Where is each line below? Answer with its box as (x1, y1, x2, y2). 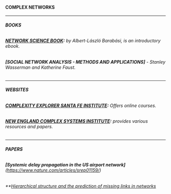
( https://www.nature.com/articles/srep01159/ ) (5, 167, 101, 173)
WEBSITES (5, 87, 29, 93)
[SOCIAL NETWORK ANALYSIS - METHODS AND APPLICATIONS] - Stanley (5, 59, 166, 65)
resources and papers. (5, 124, 53, 130)
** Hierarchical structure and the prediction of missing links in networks (5, 183, 156, 189)
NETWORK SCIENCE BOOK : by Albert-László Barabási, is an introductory (5, 38, 161, 44)
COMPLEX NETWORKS (5, 4, 55, 10)
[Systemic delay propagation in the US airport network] (5, 162, 126, 168)
